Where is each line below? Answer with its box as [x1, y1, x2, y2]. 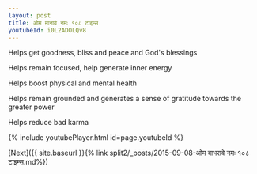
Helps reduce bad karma [8, 118, 89, 127]
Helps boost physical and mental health [8, 78, 137, 88]
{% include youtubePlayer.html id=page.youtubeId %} [8, 133, 184, 142]
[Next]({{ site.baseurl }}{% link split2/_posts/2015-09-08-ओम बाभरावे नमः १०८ [8, 148, 250, 158]
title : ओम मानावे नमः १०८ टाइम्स [8, 19, 99, 27]
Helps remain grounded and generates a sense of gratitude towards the [8, 94, 242, 104]
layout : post [8, 11, 51, 20]
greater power [8, 102, 55, 112]
